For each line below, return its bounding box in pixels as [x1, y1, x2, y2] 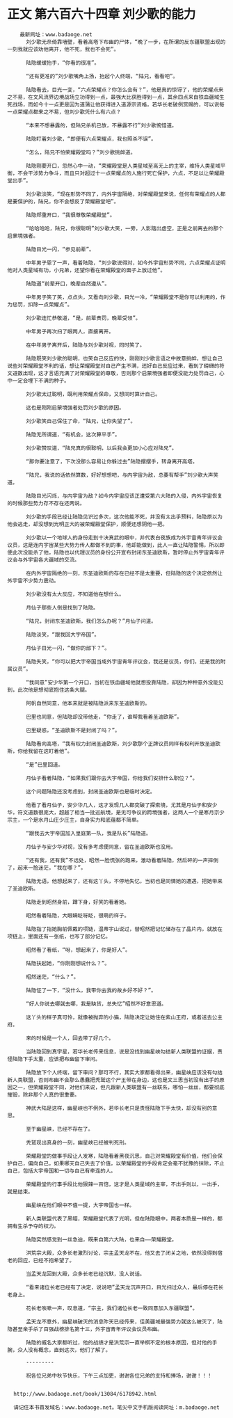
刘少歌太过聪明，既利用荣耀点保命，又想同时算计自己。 [25, 390, 161, 397]
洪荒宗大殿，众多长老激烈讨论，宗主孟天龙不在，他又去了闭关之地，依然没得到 [25, 1250, 218, 1257]
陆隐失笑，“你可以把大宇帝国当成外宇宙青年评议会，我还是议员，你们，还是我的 [25, 658, 221, 665]
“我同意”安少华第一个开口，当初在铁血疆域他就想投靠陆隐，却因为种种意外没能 [25, 679, 219, 686]
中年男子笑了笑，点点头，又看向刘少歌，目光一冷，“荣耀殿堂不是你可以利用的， [25, 294, 221, 301]
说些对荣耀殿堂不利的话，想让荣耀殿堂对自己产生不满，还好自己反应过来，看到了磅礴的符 [7, 363, 225, 369]
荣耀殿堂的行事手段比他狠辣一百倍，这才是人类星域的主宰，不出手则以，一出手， [25, 1181, 223, 1188]
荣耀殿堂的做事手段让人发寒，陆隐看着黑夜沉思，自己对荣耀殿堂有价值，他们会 [25, 1152, 218, 1159]
